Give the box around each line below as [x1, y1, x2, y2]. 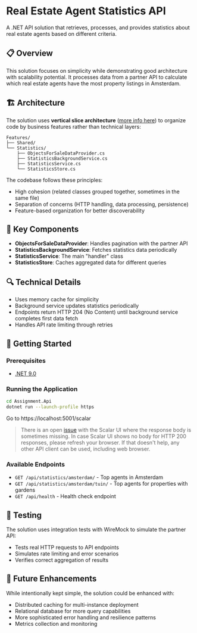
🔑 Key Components [6, 224, 79, 234]
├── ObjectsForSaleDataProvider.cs [17, 150, 105, 156]
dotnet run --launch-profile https [6, 404, 95, 410]
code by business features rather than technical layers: [6, 123, 141, 130]
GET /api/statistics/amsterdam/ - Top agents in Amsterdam [14, 474, 164, 481]
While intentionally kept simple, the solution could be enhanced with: [6, 589, 174, 597]
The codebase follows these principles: [6, 176, 103, 183]
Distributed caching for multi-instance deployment [14, 601, 139, 608]
